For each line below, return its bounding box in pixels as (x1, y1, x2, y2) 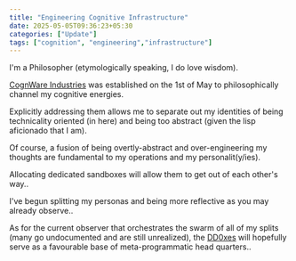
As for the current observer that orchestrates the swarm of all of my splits (9, 223, 279, 233)
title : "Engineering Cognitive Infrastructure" (9, 12, 189, 22)
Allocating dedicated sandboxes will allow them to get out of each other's (9, 169, 278, 180)
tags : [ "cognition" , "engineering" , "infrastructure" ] (9, 37, 213, 47)
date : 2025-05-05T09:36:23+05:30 (9, 21, 133, 30)
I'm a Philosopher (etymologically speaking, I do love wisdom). (9, 62, 238, 73)
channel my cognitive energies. (9, 89, 124, 100)
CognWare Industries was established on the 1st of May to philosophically (9, 79, 279, 90)
